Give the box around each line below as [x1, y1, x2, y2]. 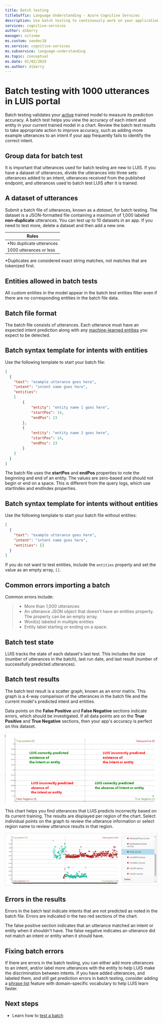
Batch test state [5, 638, 54, 646]
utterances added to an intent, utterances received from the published [5, 175, 146, 180]
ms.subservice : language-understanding [5, 49, 86, 53]
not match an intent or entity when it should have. [5, 933, 104, 939]
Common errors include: [5, 594, 54, 600]
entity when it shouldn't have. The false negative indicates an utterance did [5, 928, 155, 934]
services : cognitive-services [5, 23, 66, 28]
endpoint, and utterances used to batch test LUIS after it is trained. [5, 180, 138, 186]
